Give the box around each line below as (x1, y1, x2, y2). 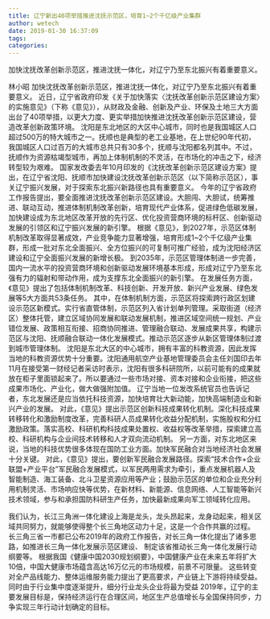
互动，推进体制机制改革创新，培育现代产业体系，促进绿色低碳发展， (35, 203, 262, 213)
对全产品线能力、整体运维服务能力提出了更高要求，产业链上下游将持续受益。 (8, 572, 262, 582)
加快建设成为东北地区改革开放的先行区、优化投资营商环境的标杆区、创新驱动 (8, 213, 262, 222)
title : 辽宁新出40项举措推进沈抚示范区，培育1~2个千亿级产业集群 (8, 11, 202, 20)
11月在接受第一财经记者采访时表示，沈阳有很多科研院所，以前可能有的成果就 (8, 364, 261, 373)
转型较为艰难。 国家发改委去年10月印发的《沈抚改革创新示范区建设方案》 (8, 163, 251, 172)
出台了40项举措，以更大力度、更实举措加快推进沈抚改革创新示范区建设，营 (8, 112, 257, 122)
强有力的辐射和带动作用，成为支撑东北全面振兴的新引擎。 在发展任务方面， (8, 273, 257, 283)
